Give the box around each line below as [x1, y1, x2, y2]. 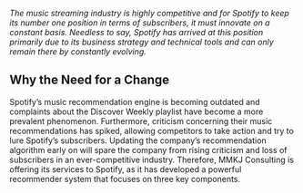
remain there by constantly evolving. [9, 46, 147, 57]
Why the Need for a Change [9, 72, 170, 88]
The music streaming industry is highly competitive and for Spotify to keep [9, 8, 289, 18]
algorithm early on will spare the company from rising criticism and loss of [9, 144, 288, 155]
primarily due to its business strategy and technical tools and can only [9, 36, 275, 47]
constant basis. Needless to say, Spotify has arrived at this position [9, 27, 264, 37]
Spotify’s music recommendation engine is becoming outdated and [9, 96, 261, 107]
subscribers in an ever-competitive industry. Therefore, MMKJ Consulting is [9, 154, 294, 165]
